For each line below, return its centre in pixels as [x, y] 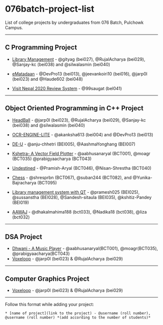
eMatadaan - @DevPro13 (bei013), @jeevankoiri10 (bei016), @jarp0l [80, 73]
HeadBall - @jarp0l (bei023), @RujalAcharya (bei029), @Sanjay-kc [79, 120]
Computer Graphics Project [47, 279]
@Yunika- [143, 177]
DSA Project [24, 237]
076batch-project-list [50, 9]
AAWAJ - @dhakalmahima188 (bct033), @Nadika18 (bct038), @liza [79, 212]
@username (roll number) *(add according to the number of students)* [78, 318]
